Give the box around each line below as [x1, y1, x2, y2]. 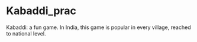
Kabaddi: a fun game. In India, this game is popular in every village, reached [6, 24, 191, 31]
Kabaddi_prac [6, 4, 77, 18]
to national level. [6, 30, 46, 37]
